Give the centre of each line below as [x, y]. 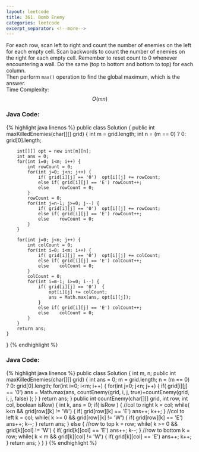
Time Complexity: [28, 89]
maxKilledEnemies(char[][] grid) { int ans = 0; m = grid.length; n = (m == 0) [98, 379]
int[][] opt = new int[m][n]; [54, 151]
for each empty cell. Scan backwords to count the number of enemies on [96, 52]
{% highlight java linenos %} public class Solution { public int [80, 127]
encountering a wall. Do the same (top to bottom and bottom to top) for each [100, 64]
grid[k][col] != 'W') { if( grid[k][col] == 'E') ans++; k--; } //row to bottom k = [98, 430]
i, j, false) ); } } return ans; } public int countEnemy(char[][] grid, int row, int [97, 398]
